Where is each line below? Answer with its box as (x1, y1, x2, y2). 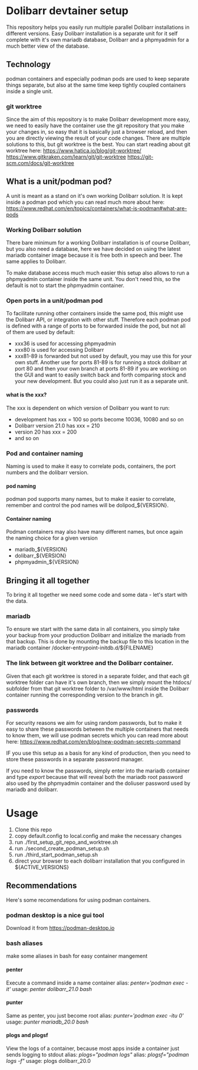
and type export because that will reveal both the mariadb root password (6, 774, 183, 781)
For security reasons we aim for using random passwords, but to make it (6, 719, 182, 726)
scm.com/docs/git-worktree (6, 160, 75, 167)
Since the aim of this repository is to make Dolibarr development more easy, (6, 116, 190, 123)
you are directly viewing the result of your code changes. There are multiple (6, 134, 190, 142)
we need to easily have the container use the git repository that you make (6, 122, 184, 129)
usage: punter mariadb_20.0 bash (6, 1018, 89, 1025)
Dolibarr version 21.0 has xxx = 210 (14, 422, 100, 429)
